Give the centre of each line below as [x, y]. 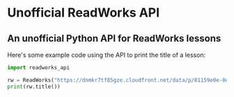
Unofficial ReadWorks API [84, 13]
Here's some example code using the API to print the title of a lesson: [107, 55]
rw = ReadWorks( [31, 80]
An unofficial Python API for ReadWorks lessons [114, 38]
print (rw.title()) [34, 87]
